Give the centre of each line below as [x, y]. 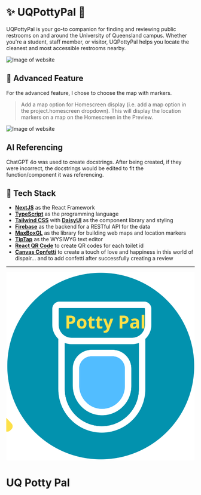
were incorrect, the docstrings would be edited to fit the [75, 168]
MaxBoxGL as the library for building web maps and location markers [100, 233]
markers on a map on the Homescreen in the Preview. [87, 117]
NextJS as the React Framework [55, 208]
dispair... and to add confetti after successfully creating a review [94, 259]
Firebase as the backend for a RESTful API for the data [83, 227]
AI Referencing [35, 148]
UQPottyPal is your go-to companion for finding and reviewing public [91, 29]
